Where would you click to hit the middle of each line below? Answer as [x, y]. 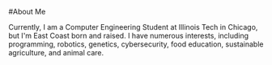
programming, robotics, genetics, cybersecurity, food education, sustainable [136, 44]
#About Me [27, 12]
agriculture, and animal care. [56, 53]
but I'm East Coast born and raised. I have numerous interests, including [129, 36]
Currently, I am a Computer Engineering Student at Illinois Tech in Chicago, [133, 27]
